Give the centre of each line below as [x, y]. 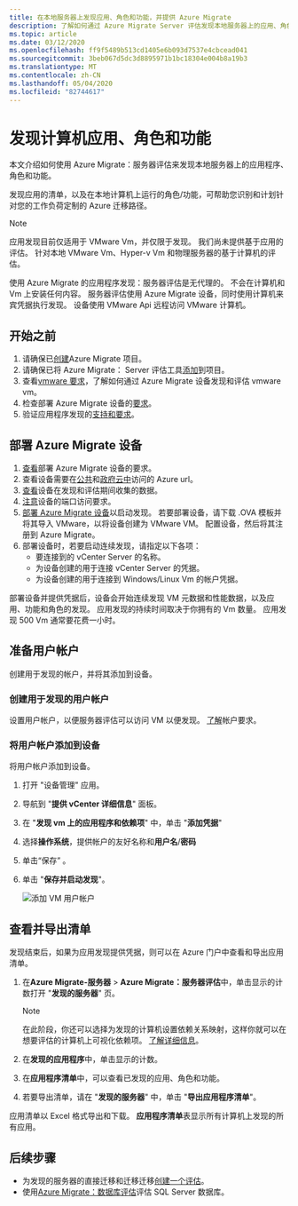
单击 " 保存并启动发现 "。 [66, 879]
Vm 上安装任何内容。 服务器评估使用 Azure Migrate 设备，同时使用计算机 [143, 294]
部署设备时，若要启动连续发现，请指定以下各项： [111, 546]
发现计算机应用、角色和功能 [110, 138]
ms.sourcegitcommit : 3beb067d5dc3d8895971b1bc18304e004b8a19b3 [129, 59]
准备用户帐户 [44, 651]
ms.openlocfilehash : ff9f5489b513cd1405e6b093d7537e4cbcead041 [129, 51]
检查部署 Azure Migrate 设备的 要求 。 [89, 403]
